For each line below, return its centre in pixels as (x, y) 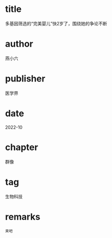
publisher (25, 79)
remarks (23, 217)
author (19, 44)
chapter (22, 147)
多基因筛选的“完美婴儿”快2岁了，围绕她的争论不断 (56, 23)
